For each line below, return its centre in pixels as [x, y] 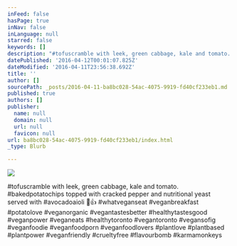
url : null [28, 127]
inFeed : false [28, 14]
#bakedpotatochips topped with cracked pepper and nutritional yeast [109, 194]
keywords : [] [27, 47]
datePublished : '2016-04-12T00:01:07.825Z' [73, 61]
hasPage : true [28, 21]
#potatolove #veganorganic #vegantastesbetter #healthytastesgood [107, 212]
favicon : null [35, 133]
